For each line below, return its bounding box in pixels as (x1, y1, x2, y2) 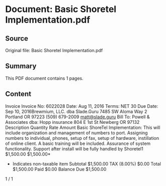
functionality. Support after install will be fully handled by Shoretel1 (5, 145, 143, 151)
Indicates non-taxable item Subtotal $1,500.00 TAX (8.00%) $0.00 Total (12, 160, 161, 166)
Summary (5, 62, 37, 71)
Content (5, 90, 32, 98)
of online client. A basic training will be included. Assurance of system (5, 140, 151, 146)
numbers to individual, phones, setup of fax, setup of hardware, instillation (5, 135, 159, 141)
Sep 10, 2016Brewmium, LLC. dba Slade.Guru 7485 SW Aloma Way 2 (5, 108, 147, 114)
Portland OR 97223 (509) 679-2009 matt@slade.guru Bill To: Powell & (5, 114, 150, 120)
